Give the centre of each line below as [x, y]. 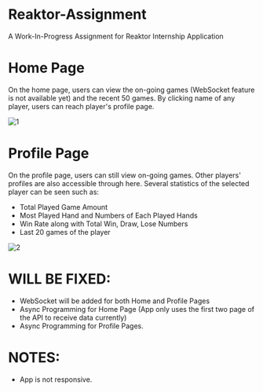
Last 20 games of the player [65, 232]
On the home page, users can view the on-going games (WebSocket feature [131, 90]
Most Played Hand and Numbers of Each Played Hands [108, 215]
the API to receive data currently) [73, 317]
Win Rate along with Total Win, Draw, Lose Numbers [104, 223]
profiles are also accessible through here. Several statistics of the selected [129, 183]
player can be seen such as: [54, 192]
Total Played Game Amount [64, 207]
